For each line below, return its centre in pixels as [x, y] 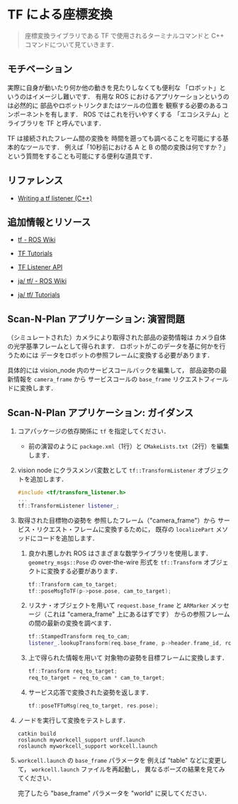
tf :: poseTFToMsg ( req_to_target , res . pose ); [93, 706]
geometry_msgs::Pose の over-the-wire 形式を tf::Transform [115, 562]
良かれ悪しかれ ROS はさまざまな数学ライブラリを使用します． [120, 553]
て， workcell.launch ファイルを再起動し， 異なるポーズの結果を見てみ [121, 769]
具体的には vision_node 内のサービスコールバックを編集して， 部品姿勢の [114, 370]
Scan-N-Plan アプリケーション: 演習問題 [96, 319]
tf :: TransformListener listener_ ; [68, 505]
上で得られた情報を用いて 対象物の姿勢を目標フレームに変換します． [128, 658]
